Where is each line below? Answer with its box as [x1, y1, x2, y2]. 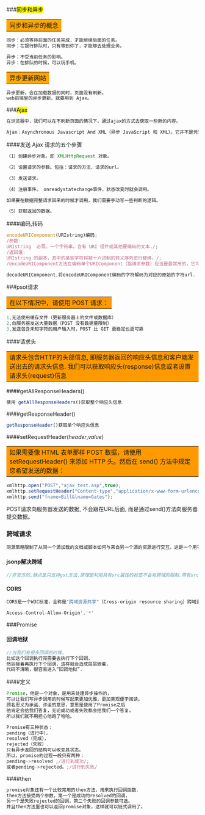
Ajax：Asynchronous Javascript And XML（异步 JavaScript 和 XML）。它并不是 [6, 129, 193, 136]
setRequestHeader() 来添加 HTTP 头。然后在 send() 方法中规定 [9, 457, 191, 466]
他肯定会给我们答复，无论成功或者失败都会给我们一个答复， [6, 708, 134, 714]
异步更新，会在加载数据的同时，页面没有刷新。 [6, 90, 107, 96]
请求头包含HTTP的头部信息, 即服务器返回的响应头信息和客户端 [9, 353, 188, 361]
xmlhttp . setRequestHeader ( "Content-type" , [6, 488, 116, 494]
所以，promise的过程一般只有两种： [6, 753, 85, 759]
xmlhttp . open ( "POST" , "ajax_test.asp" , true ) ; [6, 482, 121, 488]
